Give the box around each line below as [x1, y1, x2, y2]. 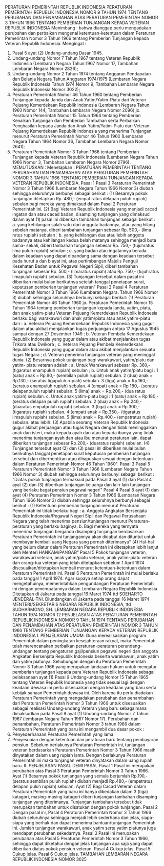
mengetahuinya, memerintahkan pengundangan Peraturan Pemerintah [12, 581, 154, 586]
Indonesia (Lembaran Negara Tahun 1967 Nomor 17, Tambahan [12, 61, 139, 66]
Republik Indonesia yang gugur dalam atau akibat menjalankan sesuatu [12, 347, 155, 352]
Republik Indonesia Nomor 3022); [12, 87, 81, 92]
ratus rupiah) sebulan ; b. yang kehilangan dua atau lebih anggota [12, 232, 144, 238]
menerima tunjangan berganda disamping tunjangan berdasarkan [12, 529, 144, 534]
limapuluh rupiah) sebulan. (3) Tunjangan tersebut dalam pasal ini [12, 274, 144, 280]
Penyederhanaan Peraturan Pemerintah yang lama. [12, 731, 115, 737]
